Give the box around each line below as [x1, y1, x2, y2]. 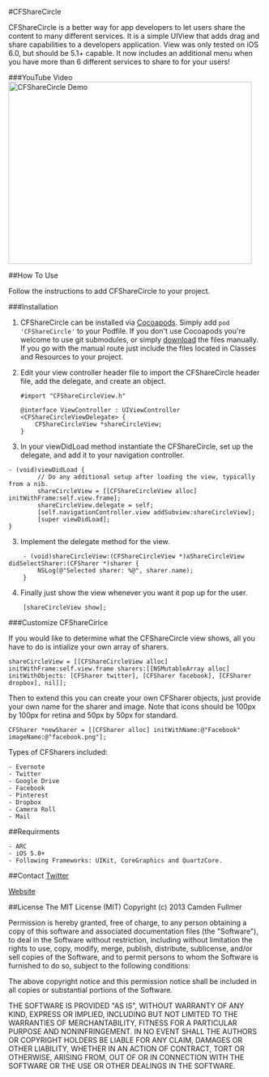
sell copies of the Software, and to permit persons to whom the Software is [8, 952, 259, 962]
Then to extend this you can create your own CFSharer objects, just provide [8, 693, 262, 703]
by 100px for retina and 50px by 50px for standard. [8, 710, 178, 720]
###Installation [8, 302, 58, 311]
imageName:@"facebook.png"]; [8, 733, 107, 741]
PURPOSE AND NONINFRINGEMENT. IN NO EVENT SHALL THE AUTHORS [8, 1027, 258, 1036]
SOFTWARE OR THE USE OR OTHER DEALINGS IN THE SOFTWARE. [8, 1061, 236, 1071]
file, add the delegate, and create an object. [19, 377, 166, 385]
